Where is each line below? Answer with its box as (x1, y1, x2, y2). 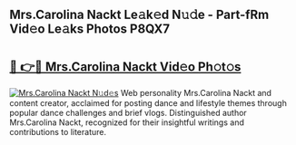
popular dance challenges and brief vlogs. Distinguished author (9, 108, 247, 118)
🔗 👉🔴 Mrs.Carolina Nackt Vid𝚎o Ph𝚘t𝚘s (9, 59, 242, 74)
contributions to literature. (9, 127, 107, 137)
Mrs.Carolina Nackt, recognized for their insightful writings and (9, 117, 245, 128)
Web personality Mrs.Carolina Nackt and (120, 88, 272, 98)
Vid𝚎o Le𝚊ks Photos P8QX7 (9, 22, 171, 37)
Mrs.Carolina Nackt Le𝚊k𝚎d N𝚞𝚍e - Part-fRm (9, 7, 270, 23)
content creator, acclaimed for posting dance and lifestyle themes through (9, 98, 288, 108)
